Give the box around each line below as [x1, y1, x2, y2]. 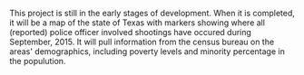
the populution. [9, 56, 66, 66]
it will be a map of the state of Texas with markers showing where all [9, 17, 266, 28]
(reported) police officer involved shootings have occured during [9, 27, 252, 37]
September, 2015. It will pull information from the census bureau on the [9, 36, 275, 47]
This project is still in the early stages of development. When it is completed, [9, 8, 295, 18]
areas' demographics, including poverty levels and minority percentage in [9, 46, 286, 57]
